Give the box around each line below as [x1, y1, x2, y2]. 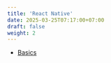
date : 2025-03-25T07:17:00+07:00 [7, 17, 105, 24]
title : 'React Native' [7, 10, 73, 17]
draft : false [7, 23, 45, 30]
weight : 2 [7, 29, 36, 37]
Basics [17, 48, 37, 57]
